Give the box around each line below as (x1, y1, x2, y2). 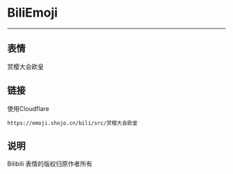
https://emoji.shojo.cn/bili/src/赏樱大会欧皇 (7, 119, 138, 126)
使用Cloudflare (7, 104, 50, 112)
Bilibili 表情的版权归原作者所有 (7, 159, 93, 168)
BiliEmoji (7, 5, 58, 21)
